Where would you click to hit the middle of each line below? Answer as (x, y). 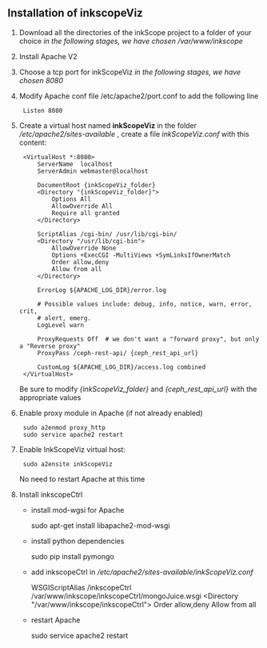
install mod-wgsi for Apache (78, 510)
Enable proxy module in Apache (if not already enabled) (111, 413)
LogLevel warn (61, 325)
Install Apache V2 (48, 56)
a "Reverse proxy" (50, 346)
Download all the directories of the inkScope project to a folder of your (135, 32)
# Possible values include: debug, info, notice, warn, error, (145, 304)
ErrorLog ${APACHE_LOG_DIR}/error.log (102, 290)
